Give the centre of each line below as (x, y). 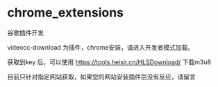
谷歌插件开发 (25, 32)
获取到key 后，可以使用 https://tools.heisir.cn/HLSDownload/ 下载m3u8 (109, 62)
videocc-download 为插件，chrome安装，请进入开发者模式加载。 (101, 47)
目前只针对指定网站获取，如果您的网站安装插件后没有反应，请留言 (101, 77)
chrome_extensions (65, 13)
